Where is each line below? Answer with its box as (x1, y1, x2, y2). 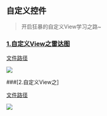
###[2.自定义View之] (6, 79, 59, 86)
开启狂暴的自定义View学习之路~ (21, 23, 102, 30)
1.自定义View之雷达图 (6, 39, 71, 48)
